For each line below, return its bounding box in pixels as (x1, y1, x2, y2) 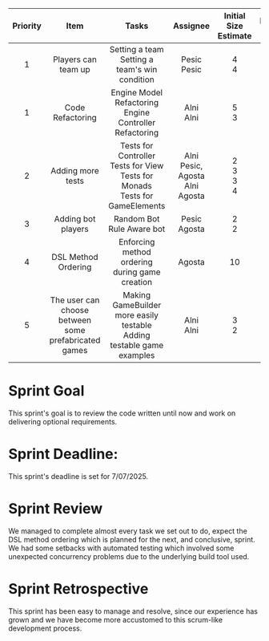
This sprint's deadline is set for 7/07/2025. (8, 471, 149, 481)
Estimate (217, 30, 252, 41)
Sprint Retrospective (8, 580, 149, 598)
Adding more (50, 165, 100, 176)
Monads (121, 181, 152, 191)
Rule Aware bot (107, 224, 166, 234)
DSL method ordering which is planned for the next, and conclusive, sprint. (8, 534, 256, 544)
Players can (53, 54, 98, 65)
